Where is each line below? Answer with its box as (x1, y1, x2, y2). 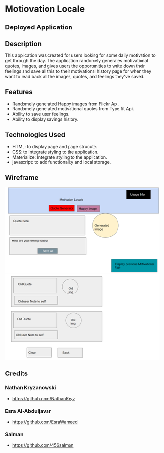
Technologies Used (5, 131, 65, 139)
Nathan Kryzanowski (5, 384, 56, 391)
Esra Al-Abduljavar (5, 407, 51, 414)
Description (5, 39, 42, 48)
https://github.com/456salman (12, 442, 74, 448)
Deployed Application (5, 23, 72, 31)
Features (5, 87, 33, 96)
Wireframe (5, 173, 39, 182)
